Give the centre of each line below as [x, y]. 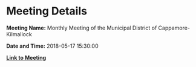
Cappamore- [174, 28]
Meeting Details [47, 11]
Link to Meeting [26, 57]
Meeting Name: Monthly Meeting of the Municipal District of [82, 28]
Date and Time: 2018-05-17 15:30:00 [52, 46]
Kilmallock [19, 34]
